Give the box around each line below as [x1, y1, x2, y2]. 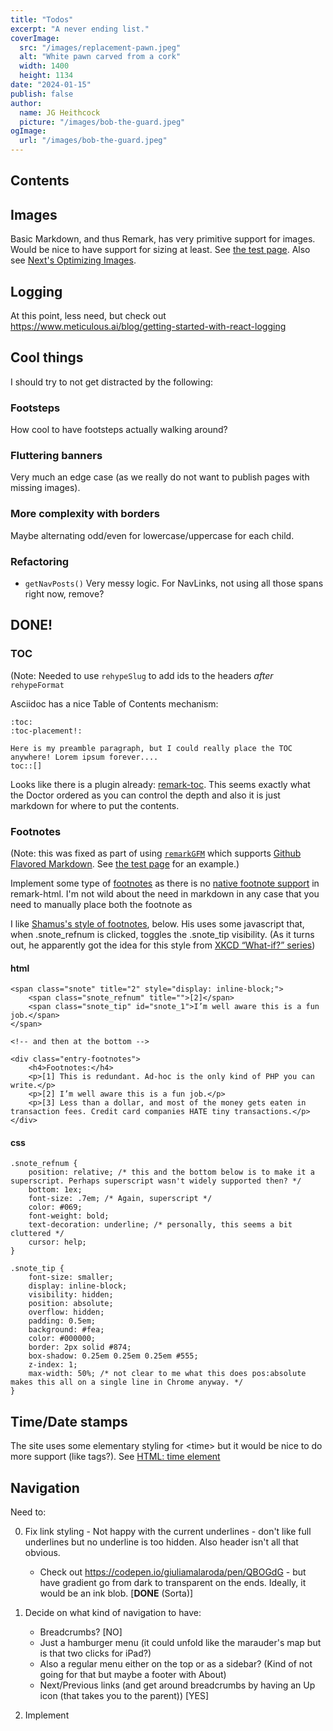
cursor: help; [28, 1237, 87, 1248]
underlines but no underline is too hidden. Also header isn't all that [24, 1536, 299, 1548]
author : [10, 98, 43, 108]
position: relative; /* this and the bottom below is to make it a [28, 1167, 315, 1178]
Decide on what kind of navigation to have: [24, 1607, 202, 1619]
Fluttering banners [10, 449, 103, 463]
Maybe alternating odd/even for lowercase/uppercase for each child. [10, 529, 295, 541]
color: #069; [28, 1202, 83, 1213]
